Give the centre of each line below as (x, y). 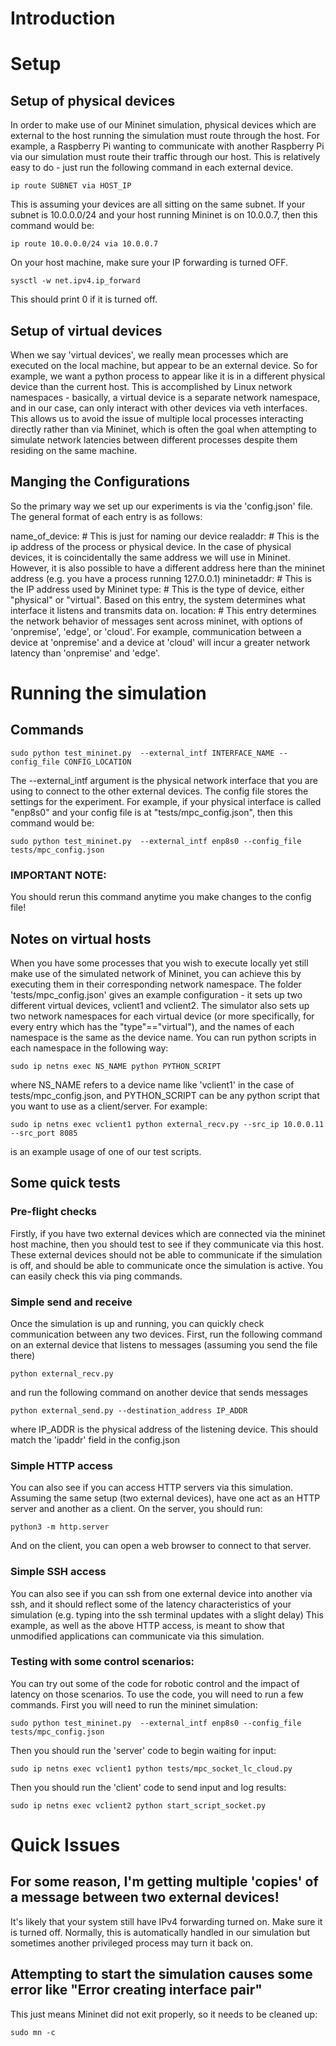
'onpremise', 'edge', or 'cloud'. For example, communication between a (156, 631)
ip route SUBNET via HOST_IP (71, 186)
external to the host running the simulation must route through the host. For (165, 136)
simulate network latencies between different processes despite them (154, 440)
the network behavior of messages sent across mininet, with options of (156, 621)
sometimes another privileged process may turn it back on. (132, 1943)
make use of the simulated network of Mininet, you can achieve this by (156, 973)
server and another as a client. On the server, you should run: (136, 1509)
